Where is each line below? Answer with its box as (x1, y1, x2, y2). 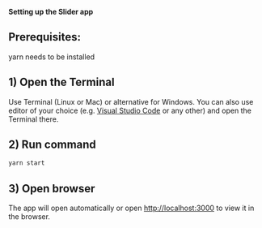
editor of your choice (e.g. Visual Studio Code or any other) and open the (8, 105, 252, 115)
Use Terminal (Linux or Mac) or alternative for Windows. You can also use (8, 97, 254, 106)
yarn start (8, 159, 45, 167)
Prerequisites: (8, 30, 81, 44)
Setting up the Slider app (8, 7, 94, 16)
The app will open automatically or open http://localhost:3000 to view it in (8, 203, 255, 213)
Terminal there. (8, 114, 59, 124)
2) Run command (8, 138, 97, 152)
